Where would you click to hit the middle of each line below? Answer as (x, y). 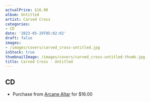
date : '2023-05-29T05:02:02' (36, 33)
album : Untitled (22, 15)
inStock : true (20, 52)
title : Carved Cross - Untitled (39, 62)
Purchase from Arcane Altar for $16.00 (53, 94)
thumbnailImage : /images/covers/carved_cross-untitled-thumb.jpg (75, 57)
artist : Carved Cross (28, 19)
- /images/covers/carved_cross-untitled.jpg (53, 47)
